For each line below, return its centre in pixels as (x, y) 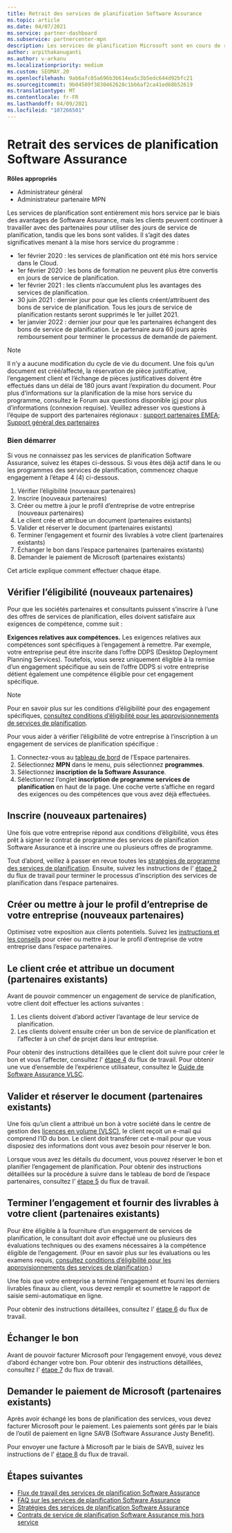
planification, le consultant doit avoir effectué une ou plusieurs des (102, 1238)
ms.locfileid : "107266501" (46, 110)
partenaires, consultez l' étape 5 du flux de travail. (78, 1182)
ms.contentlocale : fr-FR (43, 98)
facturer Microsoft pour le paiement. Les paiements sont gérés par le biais (113, 1426)
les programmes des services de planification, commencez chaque (103, 470)
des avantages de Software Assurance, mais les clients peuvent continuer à (115, 220)
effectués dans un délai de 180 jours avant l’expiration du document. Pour (112, 385)
